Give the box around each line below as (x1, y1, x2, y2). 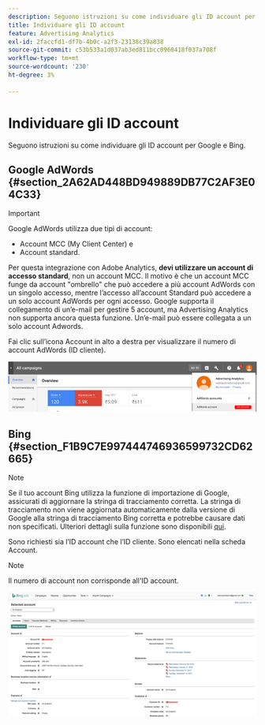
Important (8, 209, 40, 219)
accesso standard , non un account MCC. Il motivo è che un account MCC (8, 271, 250, 281)
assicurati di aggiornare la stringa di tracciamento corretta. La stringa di (8, 497, 241, 506)
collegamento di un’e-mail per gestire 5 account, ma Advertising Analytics (8, 305, 248, 315)
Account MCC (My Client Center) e (19, 239, 134, 249)
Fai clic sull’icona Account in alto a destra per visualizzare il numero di (8, 337, 237, 346)
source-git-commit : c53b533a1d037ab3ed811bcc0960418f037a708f (8, 46, 217, 54)
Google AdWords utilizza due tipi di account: (8, 224, 153, 234)
